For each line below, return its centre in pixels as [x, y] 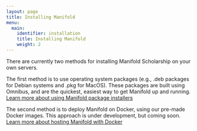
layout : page [22, 12]
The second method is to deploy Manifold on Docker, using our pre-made [96, 109]
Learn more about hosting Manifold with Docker [64, 122]
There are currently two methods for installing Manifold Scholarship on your [98, 61]
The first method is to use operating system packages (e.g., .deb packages [98, 79]
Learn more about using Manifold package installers [70, 97]
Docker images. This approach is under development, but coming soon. [93, 115]
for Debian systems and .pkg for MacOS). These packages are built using [96, 85]
